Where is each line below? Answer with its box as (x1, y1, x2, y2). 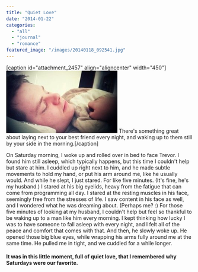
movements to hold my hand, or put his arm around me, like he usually (6, 170, 178, 177)
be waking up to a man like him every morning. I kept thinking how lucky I (6, 214, 186, 222)
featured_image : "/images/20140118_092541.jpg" (6, 47, 126, 53)
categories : (6, 22, 36, 28)
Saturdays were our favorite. (6, 260, 78, 267)
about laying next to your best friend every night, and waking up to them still (6, 133, 193, 140)
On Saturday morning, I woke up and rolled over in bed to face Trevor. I (6, 151, 180, 158)
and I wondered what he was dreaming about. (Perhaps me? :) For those (6, 201, 183, 209)
